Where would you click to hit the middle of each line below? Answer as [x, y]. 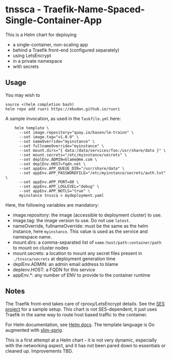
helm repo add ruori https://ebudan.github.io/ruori [63, 109]
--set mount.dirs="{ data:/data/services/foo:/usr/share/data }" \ [92, 150]
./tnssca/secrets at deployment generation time [64, 259]
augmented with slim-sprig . [34, 330]
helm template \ [32, 128]
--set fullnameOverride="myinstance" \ [61, 146]
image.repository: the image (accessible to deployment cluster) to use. [87, 215]
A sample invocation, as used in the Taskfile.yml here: [63, 118]
